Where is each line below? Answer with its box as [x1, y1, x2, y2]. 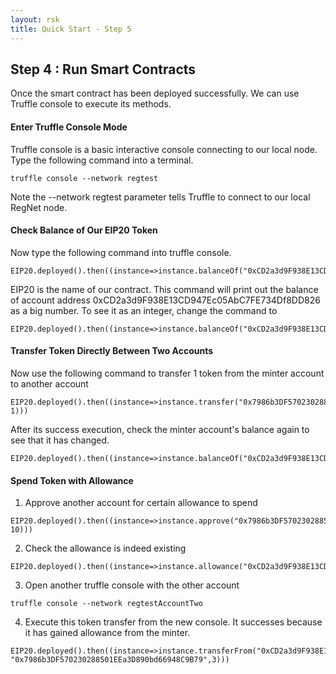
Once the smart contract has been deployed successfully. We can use [10, 87, 300, 100]
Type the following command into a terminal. [10, 154, 194, 166]
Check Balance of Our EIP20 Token [10, 224, 158, 236]
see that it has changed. [10, 434, 110, 446]
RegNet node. [10, 201, 68, 213]
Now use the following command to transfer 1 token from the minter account [10, 367, 325, 379]
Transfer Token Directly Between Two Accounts [10, 345, 214, 357]
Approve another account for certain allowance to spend [24, 497, 258, 509]
